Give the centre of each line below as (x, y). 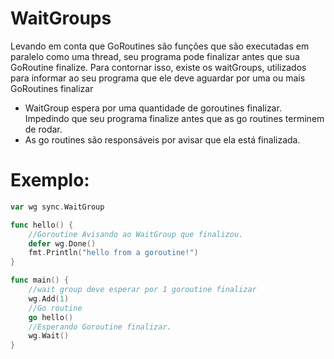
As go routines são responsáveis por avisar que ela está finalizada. (162, 139)
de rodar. (43, 129)
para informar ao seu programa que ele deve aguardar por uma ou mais (158, 78)
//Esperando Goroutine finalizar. (100, 327)
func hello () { (42, 225)
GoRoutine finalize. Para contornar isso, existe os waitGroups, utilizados (158, 67)
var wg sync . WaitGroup (57, 207)
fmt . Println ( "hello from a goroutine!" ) (113, 253)
